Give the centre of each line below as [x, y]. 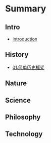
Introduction [25, 39]
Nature [16, 83]
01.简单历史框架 [28, 67]
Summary [25, 9]
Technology [24, 134]
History [17, 55]
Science [18, 100]
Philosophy [23, 117]
